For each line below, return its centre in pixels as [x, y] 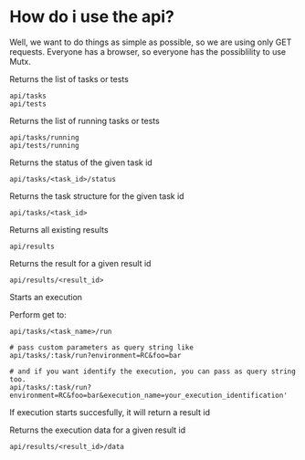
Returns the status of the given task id [81, 162]
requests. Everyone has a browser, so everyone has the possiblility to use [147, 51]
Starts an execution [46, 297]
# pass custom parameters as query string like [102, 347]
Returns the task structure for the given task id [97, 196]
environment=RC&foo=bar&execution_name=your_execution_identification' [148, 395]
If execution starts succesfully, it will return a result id [110, 412]
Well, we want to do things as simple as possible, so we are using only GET [151, 42]
